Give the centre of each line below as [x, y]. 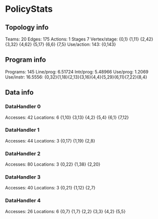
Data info [19, 92]
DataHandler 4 [23, 201]
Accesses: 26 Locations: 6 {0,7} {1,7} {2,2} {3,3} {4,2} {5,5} [65, 211]
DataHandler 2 [23, 153]
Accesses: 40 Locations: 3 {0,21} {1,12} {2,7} [50, 188]
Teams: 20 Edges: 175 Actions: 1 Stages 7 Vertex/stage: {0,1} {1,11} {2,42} [79, 39]
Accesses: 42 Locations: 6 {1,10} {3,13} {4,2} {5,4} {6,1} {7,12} [67, 117]
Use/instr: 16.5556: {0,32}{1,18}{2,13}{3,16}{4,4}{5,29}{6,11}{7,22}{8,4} [76, 77]
